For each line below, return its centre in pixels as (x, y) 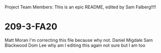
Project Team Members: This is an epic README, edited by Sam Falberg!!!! (80, 7)
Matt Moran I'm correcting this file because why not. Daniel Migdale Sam (79, 40)
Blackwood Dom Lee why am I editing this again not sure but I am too (75, 45)
